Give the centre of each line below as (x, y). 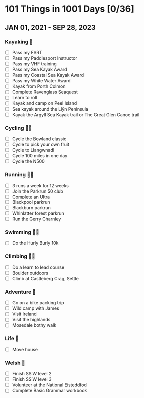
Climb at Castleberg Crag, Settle (45, 278)
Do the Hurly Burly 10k (35, 243)
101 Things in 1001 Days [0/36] (70, 9)
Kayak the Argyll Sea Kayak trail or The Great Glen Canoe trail (76, 114)
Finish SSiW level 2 (32, 374)
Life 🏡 (12, 339)
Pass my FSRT (27, 52)
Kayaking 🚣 (19, 42)
